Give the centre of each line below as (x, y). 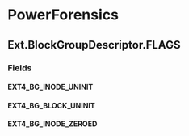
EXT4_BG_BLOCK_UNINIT (52, 105)
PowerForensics (63, 15)
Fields (20, 68)
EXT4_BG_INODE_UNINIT (50, 87)
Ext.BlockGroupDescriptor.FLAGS (94, 45)
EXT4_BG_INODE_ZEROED (52, 124)
